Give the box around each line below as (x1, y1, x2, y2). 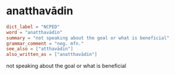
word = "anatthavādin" (6, 29, 63, 35)
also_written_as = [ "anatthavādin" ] (6, 52, 97, 58)
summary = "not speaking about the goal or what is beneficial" (6, 35, 170, 41)
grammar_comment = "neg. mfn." (6, 40, 84, 46)
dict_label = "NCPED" (6, 24, 60, 30)
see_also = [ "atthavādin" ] (6, 46, 73, 52)
